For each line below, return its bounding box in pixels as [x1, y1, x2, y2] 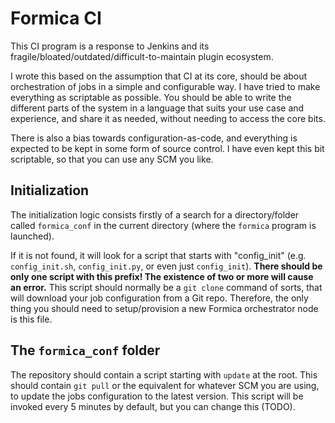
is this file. [10, 313, 53, 325]
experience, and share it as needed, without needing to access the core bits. [10, 112, 326, 124]
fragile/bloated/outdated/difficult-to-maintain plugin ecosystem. [10, 50, 274, 62]
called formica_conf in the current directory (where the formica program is [10, 219, 317, 231]
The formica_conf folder [10, 342, 161, 359]
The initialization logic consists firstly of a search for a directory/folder [10, 208, 300, 221]
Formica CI [10, 7, 102, 30]
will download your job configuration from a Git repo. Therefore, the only [10, 292, 309, 304]
